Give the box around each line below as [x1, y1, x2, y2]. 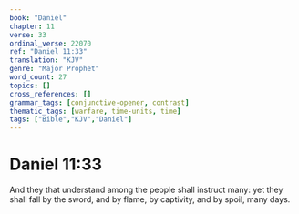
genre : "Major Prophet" [9, 65, 100, 74]
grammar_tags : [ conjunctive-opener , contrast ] [9, 97, 190, 107]
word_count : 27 [9, 73, 67, 82]
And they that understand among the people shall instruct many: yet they [9, 184, 284, 196]
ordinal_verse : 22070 [9, 38, 92, 48]
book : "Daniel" [9, 13, 67, 23]
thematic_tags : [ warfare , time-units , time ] [9, 107, 181, 116]
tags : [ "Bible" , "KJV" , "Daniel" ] [9, 115, 132, 124]
